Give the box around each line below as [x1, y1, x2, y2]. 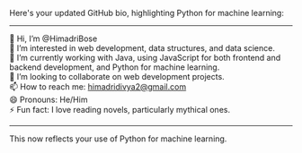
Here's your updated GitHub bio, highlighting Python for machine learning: [9, 8, 285, 18]
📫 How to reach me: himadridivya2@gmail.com [9, 81, 187, 92]
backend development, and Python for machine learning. [9, 62, 220, 72]
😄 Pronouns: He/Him [9, 94, 88, 105]
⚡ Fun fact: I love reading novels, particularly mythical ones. [9, 105, 231, 115]
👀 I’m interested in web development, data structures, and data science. [9, 43, 276, 53]
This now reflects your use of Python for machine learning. [9, 133, 227, 144]
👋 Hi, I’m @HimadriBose [9, 33, 98, 44]
